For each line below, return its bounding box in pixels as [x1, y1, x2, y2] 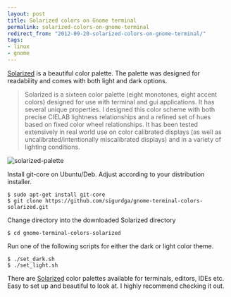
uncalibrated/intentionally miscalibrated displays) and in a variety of [24, 135, 222, 143]
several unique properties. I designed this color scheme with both [24, 105, 216, 114]
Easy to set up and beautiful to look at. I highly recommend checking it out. [7, 281, 225, 290]
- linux [7, 43, 30, 50]
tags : [7, 37, 23, 44]
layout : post [7, 10, 46, 18]
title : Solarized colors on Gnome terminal [7, 17, 137, 24]
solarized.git [7, 203, 49, 210]
